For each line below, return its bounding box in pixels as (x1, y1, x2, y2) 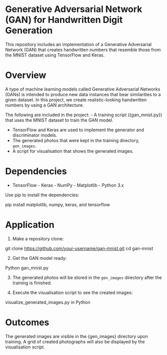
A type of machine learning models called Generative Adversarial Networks (5, 86, 160, 92)
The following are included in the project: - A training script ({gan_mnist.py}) (5, 112, 162, 118)
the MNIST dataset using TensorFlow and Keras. (5, 52, 105, 58)
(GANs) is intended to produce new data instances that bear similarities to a (5, 91, 161, 97)
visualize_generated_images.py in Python (5, 299, 90, 305)
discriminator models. (12, 132, 57, 138)
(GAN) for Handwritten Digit (5, 14, 123, 26)
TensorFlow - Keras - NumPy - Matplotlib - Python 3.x (12, 182, 124, 188)
